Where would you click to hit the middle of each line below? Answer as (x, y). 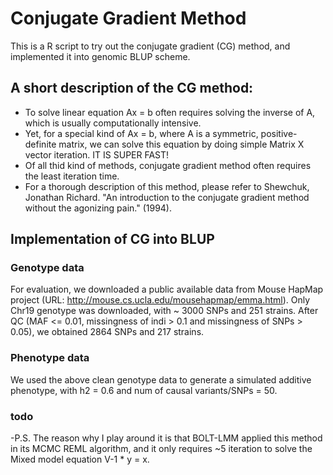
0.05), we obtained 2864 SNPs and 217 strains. (107, 332)
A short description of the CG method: (132, 88)
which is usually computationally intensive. (113, 123)
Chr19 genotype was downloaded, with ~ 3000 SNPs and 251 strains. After (164, 311)
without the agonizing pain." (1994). (98, 208)
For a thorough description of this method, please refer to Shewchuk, (167, 186)
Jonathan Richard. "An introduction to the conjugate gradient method (167, 197)
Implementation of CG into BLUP (112, 239)
